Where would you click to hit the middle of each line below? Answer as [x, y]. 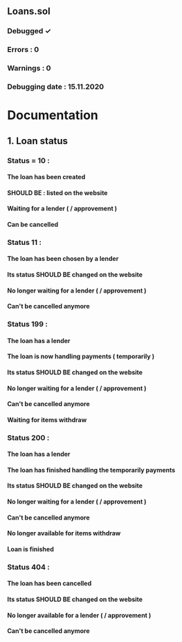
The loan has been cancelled [49, 583]
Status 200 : [28, 437]
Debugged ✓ [29, 31]
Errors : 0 [23, 50]
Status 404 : [28, 567]
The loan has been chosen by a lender [63, 259]
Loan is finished [30, 549]
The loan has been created [46, 177]
